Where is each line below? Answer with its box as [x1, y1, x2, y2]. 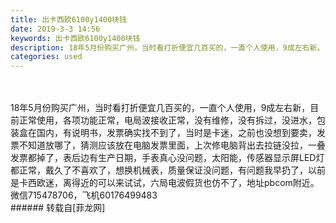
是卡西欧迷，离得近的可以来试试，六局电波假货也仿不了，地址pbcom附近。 [10, 177, 320, 189]
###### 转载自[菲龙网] [10, 202, 106, 214]
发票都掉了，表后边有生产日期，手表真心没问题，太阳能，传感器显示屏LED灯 [10, 152, 325, 164]
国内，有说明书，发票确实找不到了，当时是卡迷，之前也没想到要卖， [36, 127, 317, 139]
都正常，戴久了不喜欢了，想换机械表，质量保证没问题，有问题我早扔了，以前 [10, 164, 326, 176]
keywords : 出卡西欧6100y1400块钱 [10, 33, 141, 43]
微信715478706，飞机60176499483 [10, 189, 158, 201]
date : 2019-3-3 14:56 [10, 24, 101, 34]
